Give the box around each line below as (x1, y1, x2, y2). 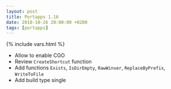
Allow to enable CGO (14, 52, 66, 59)
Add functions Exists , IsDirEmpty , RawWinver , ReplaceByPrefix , (14, 65, 166, 72)
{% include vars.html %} (6, 41, 66, 48)
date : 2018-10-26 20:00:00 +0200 (6, 19, 88, 25)
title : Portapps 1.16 (6, 14, 59, 20)
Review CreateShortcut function (14, 58, 92, 65)
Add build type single (14, 77, 66, 84)
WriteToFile (14, 72, 44, 77)
